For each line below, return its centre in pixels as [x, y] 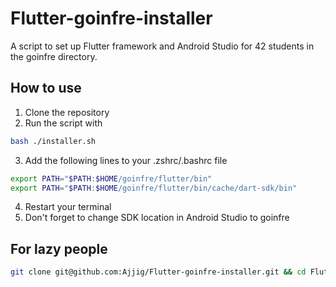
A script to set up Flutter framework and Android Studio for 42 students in [162, 46]
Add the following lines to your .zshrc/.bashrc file [126, 160]
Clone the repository [67, 112]
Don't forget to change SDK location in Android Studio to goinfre [157, 218]
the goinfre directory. [54, 56]
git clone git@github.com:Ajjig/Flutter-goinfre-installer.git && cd [158, 272]
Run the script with [63, 123]
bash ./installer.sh [53, 141]
